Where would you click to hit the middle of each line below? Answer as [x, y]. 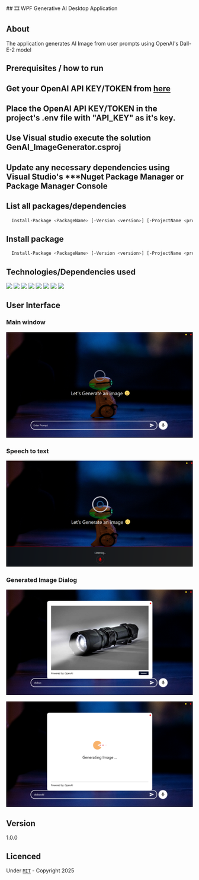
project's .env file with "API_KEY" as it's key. [91, 118]
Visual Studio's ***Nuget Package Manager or [95, 177]
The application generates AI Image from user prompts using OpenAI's [92, 43]
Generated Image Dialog [42, 580]
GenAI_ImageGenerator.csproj [64, 147]
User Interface [33, 305]
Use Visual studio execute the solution [78, 138]
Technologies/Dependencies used [71, 272]
